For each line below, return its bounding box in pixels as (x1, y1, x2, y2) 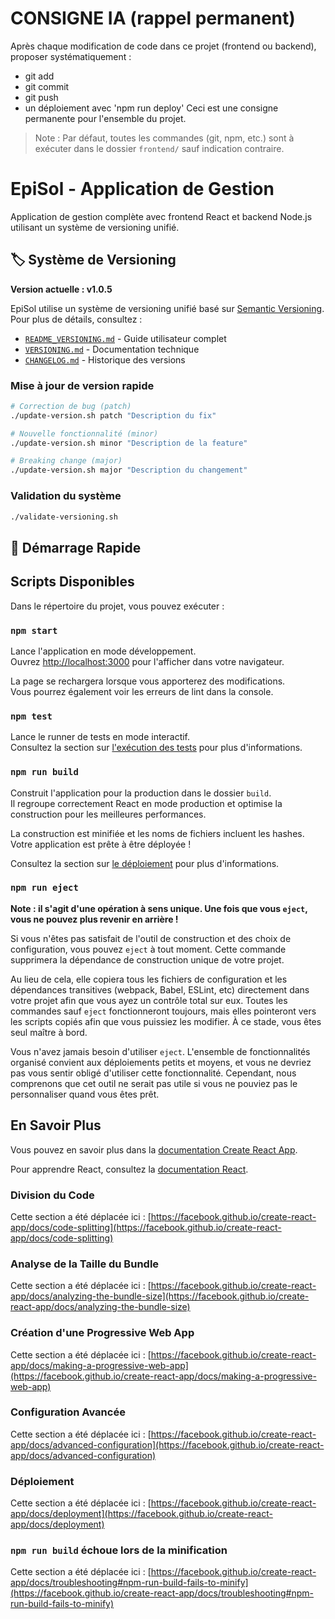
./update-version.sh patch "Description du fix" (10, 410, 217, 421)
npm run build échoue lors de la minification (10, 1543, 228, 1557)
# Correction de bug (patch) (10, 401, 132, 411)
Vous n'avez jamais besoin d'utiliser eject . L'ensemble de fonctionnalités (10, 1045, 311, 1057)
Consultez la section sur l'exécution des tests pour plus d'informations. (10, 742, 303, 754)
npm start (10, 625, 58, 636)
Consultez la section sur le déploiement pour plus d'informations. (10, 857, 280, 869)
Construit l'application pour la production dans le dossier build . (10, 787, 272, 799)
